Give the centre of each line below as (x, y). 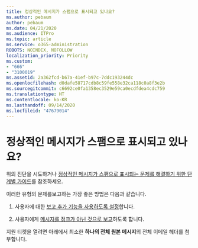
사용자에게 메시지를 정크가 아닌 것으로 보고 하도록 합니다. (79, 219)
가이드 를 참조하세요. (40, 182)
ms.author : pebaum (29, 17)
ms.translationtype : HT (35, 94)
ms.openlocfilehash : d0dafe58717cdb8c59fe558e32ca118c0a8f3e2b (86, 83)
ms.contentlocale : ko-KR (37, 99)
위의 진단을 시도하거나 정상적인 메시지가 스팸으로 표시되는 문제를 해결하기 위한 (96, 174)
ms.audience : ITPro (30, 34)
